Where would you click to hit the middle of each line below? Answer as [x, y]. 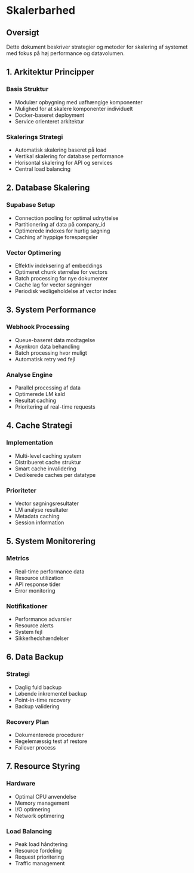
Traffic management [40, 863]
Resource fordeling [38, 850]
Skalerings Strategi [35, 137]
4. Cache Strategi [39, 426]
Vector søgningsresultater [47, 503]
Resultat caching [36, 400]
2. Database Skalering [48, 188]
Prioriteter [21, 490]
